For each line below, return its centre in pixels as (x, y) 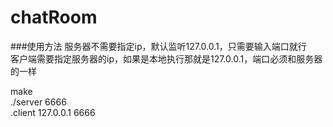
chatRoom (54, 17)
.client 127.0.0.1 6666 (53, 112)
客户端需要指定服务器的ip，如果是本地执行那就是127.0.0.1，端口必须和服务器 (166, 58)
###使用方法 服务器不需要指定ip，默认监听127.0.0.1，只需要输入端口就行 (158, 46)
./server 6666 (38, 102)
